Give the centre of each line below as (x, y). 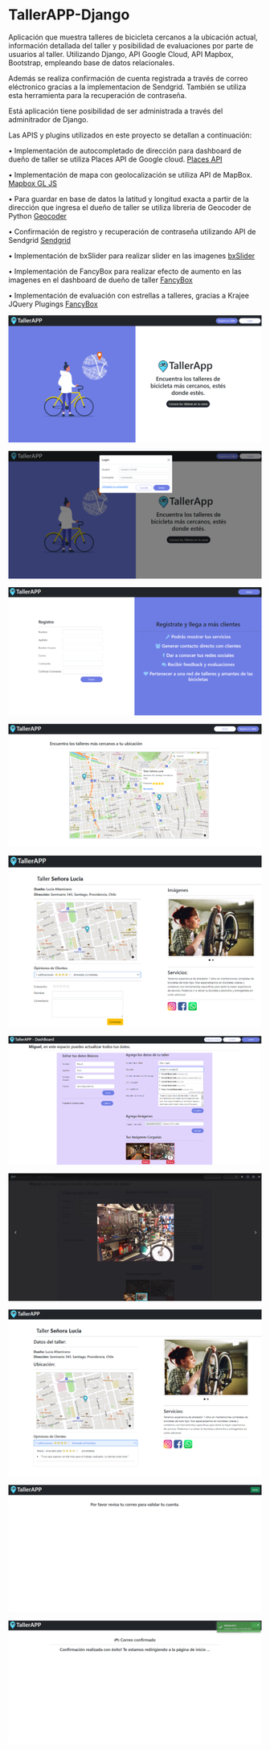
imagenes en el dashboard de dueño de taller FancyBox (100, 280)
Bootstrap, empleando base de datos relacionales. (92, 63)
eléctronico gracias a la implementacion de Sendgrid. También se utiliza (127, 87)
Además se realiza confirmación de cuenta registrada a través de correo (128, 78)
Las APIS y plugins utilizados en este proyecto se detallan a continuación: (130, 135)
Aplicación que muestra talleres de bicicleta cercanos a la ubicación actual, (133, 37)
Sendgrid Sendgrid (39, 240)
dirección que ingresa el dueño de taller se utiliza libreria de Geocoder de (130, 207)
